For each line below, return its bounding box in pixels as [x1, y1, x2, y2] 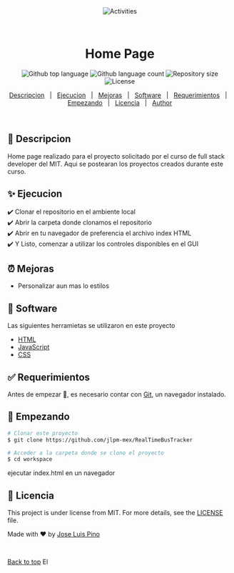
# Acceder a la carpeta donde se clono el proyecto [7, 449, 164, 457]
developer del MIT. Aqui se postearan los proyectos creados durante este [7, 159, 223, 168]
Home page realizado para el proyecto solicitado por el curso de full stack [7, 151, 225, 160]
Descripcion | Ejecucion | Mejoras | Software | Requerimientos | [9, 91, 228, 99]
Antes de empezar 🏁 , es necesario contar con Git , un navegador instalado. [7, 390, 226, 399]
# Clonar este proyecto [7, 429, 78, 437]
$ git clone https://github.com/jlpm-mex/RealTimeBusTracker [7, 436, 193, 444]
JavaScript [17, 343, 50, 352]
